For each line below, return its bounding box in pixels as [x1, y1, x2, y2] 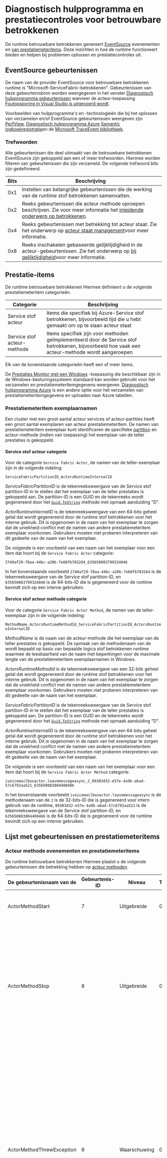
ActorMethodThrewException [7, 1147, 77, 1154]
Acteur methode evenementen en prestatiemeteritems [5, 847, 140, 854]
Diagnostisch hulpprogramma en [5, 3, 144, 15]
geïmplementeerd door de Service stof [46, 336, 137, 343]
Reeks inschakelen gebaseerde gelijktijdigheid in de [21, 242, 143, 249]
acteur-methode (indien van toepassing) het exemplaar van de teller [5, 432, 145, 438]
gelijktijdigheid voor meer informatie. [21, 254, 106, 261]
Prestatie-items [5, 270, 55, 279]
